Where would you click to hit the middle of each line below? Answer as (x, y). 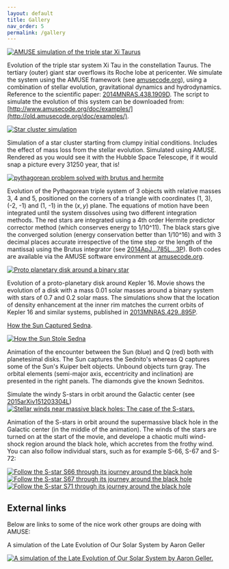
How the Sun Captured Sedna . (50, 325)
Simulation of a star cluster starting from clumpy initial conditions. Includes (112, 143)
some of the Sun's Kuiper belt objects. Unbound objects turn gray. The (107, 366)
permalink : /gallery (37, 33)
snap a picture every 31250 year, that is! (63, 164)
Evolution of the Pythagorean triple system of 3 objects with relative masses (114, 191)
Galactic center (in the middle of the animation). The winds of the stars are (112, 429)
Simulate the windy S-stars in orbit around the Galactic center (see (101, 394)
